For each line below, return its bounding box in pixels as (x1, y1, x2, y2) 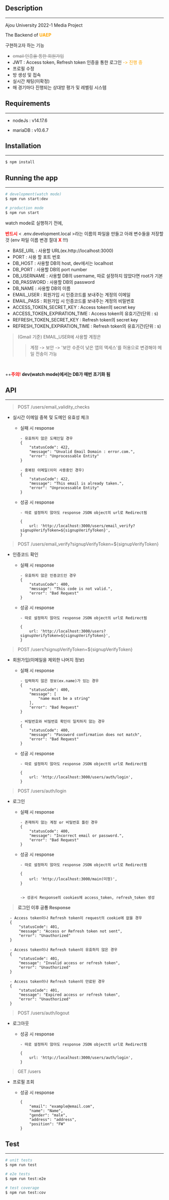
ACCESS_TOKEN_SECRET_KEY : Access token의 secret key (12, 304, 136, 310)
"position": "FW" (29, 1122, 65, 1127)
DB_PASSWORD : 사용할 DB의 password (12, 279, 95, 285)
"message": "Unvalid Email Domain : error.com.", (29, 449, 135, 454)
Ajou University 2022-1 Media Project (5, 22, 83, 28)
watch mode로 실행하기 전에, (5, 220, 63, 226)
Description (5, 4, 43, 13)
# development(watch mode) (5, 192, 62, 197)
